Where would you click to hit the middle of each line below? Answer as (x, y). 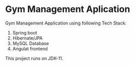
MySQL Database (31, 43)
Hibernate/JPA (27, 38)
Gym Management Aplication (68, 9)
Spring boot (25, 32)
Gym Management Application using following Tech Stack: (66, 23)
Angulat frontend (30, 48)
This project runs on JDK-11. (34, 58)
